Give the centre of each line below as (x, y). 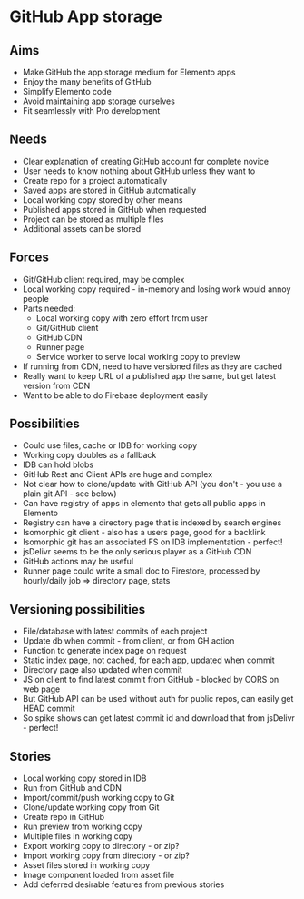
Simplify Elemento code (67, 91)
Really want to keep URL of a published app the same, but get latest (149, 375)
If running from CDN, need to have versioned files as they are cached (152, 366)
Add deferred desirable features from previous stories (123, 884)
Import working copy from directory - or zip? (106, 855)
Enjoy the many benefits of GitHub (87, 82)
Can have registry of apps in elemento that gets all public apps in (144, 504)
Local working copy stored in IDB (84, 778)
